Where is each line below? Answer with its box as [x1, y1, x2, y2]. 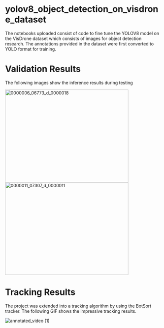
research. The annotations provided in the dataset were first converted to [5, 41, 154, 46]
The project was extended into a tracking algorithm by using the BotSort [5, 303, 152, 309]
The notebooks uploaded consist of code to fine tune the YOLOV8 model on [5, 30, 159, 36]
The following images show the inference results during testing [5, 80, 133, 85]
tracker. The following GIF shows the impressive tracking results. [5, 308, 136, 314]
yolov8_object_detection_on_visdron [5, 3, 159, 15]
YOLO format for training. [5, 46, 57, 52]
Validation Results [5, 63, 81, 75]
